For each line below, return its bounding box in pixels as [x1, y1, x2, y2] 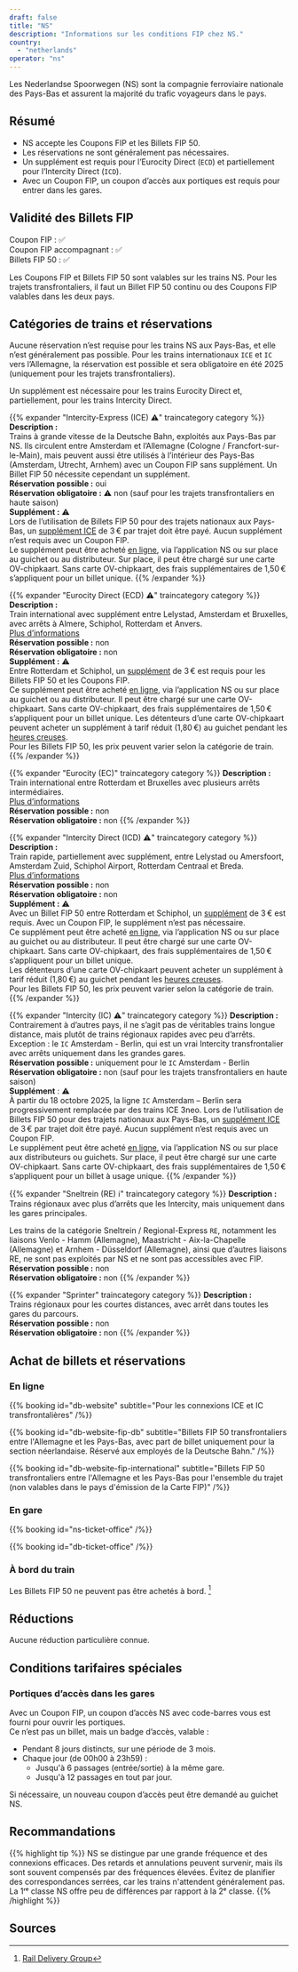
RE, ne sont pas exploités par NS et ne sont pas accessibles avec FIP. [9, 1254, 263, 1264]
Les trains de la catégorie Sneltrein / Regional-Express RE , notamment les [9, 1225, 277, 1236]
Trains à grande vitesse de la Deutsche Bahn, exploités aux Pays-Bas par [9, 431, 277, 442]
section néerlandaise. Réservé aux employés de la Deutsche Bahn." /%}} [9, 1446, 275, 1456]
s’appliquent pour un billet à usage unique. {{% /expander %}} [9, 1171, 237, 1182]
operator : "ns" [9, 54, 66, 63]
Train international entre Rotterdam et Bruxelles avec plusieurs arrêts [9, 777, 260, 788]
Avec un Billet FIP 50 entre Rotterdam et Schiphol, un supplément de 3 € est [9, 908, 286, 918]
